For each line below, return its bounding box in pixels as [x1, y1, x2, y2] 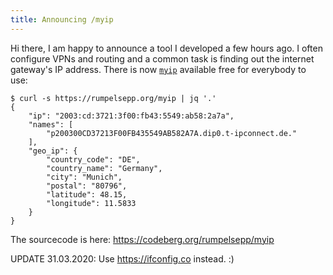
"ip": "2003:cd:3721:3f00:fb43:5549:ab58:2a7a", [28, 111, 235, 121]
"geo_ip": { [28, 146, 78, 156]
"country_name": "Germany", [46, 163, 163, 173]
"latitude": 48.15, [46, 189, 128, 200]
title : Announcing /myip [10, 14, 114, 25]
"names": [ [28, 119, 74, 130]
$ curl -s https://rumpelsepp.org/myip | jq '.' [10, 93, 217, 103]
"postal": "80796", [46, 181, 128, 191]
